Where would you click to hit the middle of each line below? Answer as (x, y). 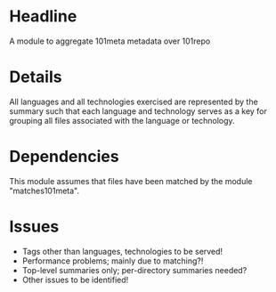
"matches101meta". (45, 191)
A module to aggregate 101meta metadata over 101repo (110, 41)
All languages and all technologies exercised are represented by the (134, 101)
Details (36, 77)
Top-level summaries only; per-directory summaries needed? (134, 270)
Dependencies (64, 157)
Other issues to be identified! (75, 280)
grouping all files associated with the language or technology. (122, 120)
